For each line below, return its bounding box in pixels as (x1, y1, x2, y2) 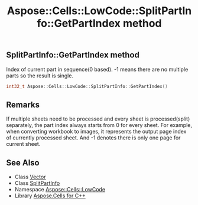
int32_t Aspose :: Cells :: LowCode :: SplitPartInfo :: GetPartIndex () (6, 83, 168, 89)
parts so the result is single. (6, 72, 74, 79)
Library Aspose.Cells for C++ (14, 192, 86, 199)
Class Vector (14, 173, 46, 181)
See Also (6, 158, 40, 168)
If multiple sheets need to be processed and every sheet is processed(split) (6, 115, 190, 122)
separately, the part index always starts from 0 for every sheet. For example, (6, 122, 192, 129)
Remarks (6, 99, 40, 110)
